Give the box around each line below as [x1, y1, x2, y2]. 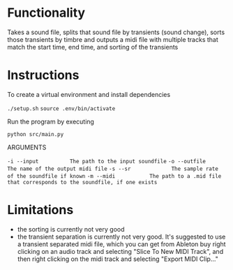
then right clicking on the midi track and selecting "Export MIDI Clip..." [17, 255, 218, 263]
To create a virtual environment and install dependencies [7, 90, 171, 98]
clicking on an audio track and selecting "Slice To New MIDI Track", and [17, 247, 224, 255]
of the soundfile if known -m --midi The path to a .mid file [7, 172, 222, 179]
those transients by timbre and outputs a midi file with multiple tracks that [7, 35, 218, 43]
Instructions [7, 68, 80, 83]
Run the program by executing [7, 117, 94, 126]
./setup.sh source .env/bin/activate [7, 105, 116, 112]
